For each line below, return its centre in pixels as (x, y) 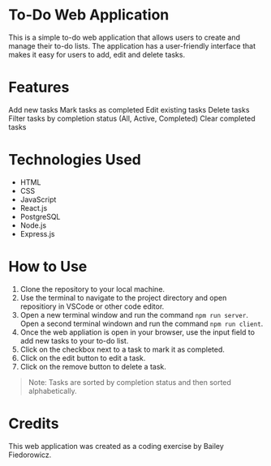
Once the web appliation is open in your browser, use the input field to (138, 332)
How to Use (48, 267)
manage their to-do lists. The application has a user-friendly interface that (132, 45)
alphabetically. (52, 391)
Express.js (37, 233)
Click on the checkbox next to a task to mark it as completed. (123, 349)
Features (39, 88)
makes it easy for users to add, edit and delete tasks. (97, 54)
